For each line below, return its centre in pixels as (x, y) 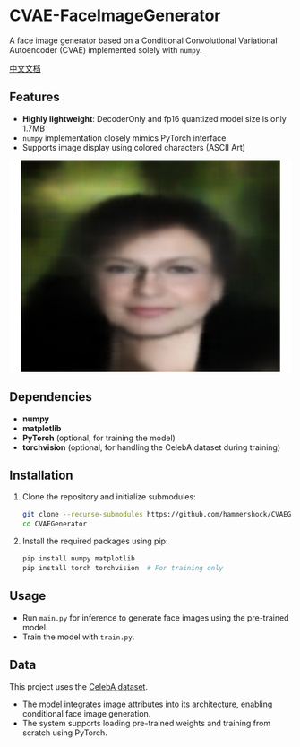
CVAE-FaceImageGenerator (115, 16)
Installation (41, 475)
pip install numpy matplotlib (79, 559)
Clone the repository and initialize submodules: (109, 497)
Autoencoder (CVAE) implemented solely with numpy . (106, 49)
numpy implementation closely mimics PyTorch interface (124, 138)
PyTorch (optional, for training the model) (99, 438)
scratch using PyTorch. (64, 733)
